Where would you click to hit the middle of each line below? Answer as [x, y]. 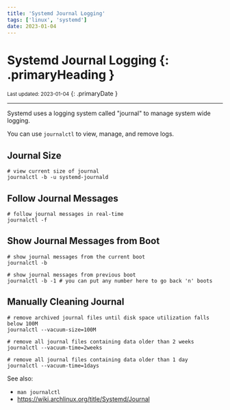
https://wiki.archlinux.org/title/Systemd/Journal [84, 399]
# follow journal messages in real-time [66, 214]
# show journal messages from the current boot [76, 257]
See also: [20, 378]
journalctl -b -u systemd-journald [58, 178]
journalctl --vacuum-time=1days [53, 365]
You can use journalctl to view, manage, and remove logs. [91, 134]
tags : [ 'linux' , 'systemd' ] [47, 20]
